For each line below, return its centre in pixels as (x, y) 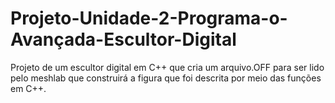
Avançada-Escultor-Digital (123, 39)
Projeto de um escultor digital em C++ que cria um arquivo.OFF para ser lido (167, 67)
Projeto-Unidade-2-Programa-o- (149, 18)
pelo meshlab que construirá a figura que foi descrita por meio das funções (166, 78)
